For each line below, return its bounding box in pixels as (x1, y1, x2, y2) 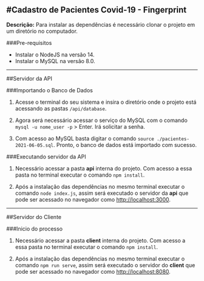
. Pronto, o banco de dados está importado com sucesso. (53, 141, 197, 148)
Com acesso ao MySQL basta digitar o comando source (15, 135, 155, 142)
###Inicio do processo (6, 225, 63, 232)
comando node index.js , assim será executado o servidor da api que (15, 189, 189, 197)
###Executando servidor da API (6, 153, 86, 160)
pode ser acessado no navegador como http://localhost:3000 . (15, 195, 171, 203)
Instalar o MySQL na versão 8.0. (15, 57, 95, 64)
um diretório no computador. (6, 27, 78, 35)
